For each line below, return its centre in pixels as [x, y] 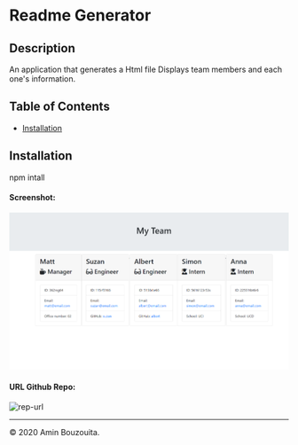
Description [42, 48]
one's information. [43, 79]
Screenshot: [32, 198]
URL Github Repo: [43, 387]
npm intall [27, 177]
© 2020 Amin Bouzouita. [55, 432]
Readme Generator [80, 16]
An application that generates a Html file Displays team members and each [145, 69]
